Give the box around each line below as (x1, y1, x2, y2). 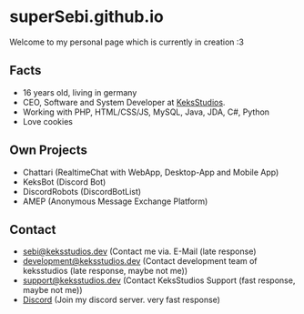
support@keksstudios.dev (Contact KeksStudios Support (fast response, (22, 275, 296, 286)
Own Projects (9, 143, 88, 158)
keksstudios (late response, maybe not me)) (22, 266, 188, 277)
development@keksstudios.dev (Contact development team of (22, 256, 258, 267)
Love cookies (22, 116, 73, 127)
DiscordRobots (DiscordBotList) (22, 186, 142, 197)
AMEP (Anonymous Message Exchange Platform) (22, 196, 208, 207)
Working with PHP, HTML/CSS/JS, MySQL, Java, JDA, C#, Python (22, 106, 270, 117)
